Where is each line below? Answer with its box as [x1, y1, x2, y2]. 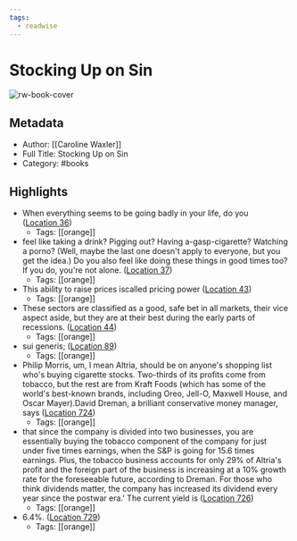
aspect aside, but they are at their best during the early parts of [21, 312, 256, 323]
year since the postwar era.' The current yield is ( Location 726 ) [21, 493, 254, 503]
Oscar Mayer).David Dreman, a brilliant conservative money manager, [21, 398, 278, 409]
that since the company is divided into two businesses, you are [21, 427, 254, 437]
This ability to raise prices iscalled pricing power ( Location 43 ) [21, 283, 252, 295]
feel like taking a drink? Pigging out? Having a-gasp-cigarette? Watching [21, 236, 288, 247]
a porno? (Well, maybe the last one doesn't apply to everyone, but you [21, 246, 281, 257]
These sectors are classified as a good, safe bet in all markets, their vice [21, 303, 288, 314]
